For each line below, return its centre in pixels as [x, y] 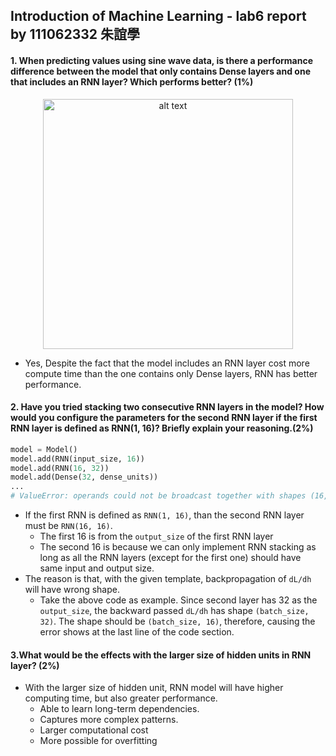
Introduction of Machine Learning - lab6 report [158, 16]
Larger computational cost [94, 730]
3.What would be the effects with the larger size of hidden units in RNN [161, 655]
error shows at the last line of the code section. [137, 632]
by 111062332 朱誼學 [75, 34]
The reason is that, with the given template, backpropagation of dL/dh [168, 579]
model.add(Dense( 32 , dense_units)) [84, 477]
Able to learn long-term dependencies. [119, 709]
